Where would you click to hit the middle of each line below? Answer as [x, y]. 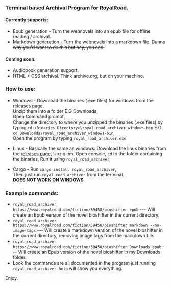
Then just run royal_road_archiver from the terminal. [68, 174]
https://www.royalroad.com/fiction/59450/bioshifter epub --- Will [84, 209]
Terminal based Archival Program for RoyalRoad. [67, 8]
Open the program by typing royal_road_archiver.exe [69, 138]
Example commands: [32, 193]
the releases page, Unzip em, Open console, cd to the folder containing [87, 153]
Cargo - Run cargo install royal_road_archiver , [65, 169]
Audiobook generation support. [46, 70]
